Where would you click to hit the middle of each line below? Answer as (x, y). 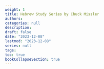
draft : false (18, 32)
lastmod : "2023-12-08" (28, 41)
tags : (10, 50)
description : (18, 28)
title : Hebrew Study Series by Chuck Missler (52, 14)
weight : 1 (15, 9)
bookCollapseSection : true (32, 59)
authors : (14, 18)
